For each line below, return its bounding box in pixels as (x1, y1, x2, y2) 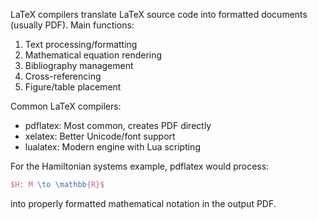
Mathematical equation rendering (24, 49, 163, 61)
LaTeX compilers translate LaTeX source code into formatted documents (10, 9, 308, 20)
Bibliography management (24, 60, 134, 71)
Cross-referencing (24, 70, 102, 82)
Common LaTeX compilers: (10, 100, 122, 112)
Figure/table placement (24, 81, 122, 93)
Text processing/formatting (24, 39, 138, 50)
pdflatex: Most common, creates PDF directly (24, 120, 212, 131)
